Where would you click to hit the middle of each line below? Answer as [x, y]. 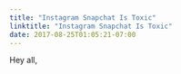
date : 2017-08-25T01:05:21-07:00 [73, 34]
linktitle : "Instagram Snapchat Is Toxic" [91, 26]
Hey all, [24, 60]
